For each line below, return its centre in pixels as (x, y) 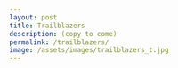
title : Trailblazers (48, 26)
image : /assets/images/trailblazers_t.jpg (89, 50)
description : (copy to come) (63, 34)
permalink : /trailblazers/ (59, 42)
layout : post (33, 17)
